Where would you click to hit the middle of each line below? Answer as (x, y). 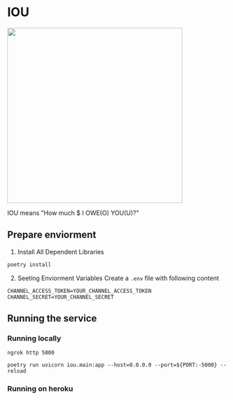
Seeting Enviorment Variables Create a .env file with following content (118, 278)
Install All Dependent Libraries (61, 251)
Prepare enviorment (52, 235)
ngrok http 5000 (31, 353)
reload (17, 371)
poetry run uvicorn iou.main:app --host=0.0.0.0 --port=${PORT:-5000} (112, 365)
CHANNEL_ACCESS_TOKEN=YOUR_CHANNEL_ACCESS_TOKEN (79, 291)
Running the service (52, 318)
